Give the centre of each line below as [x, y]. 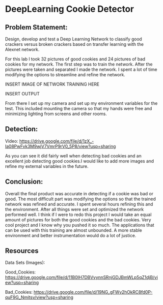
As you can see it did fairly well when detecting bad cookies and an [73, 155]
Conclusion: [24, 182]
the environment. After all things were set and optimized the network [74, 209]
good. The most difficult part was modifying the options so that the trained [81, 199]
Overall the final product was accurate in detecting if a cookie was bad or [79, 193]
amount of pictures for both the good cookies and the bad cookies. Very [78, 219]
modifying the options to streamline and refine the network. [65, 75]
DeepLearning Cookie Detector [69, 9]
